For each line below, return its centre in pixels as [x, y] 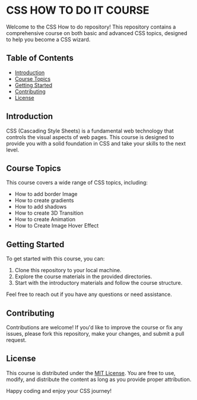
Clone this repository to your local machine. [68, 270]
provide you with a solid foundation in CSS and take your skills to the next [96, 143]
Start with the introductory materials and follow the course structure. [99, 283]
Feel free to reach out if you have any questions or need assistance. [89, 294]
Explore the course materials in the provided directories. [83, 276]
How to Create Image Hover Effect [57, 226]
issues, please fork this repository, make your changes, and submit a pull [96, 334]
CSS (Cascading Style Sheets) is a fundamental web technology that [90, 131]
